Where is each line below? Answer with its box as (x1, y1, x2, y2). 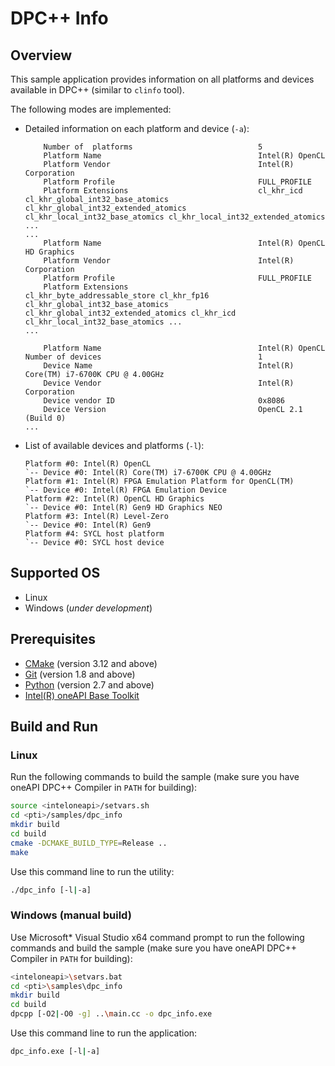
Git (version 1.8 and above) (24, 668, 136, 680)
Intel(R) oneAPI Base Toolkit (24, 689, 140, 701)
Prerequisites (10, 631, 96, 648)
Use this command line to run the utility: (10, 865, 175, 877)
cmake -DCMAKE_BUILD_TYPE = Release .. (10, 838, 168, 848)
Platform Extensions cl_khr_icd (43, 186, 303, 196)
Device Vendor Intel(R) (43, 378, 295, 388)
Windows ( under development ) (24, 602, 153, 614)
